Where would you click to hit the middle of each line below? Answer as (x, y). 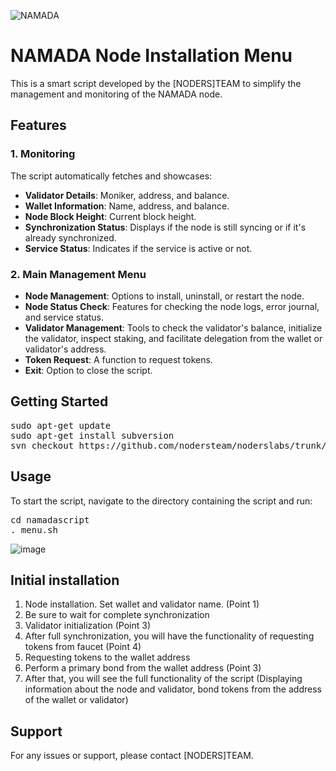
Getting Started (59, 401)
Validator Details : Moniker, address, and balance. (127, 195)
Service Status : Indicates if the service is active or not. (138, 248)
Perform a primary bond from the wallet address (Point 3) (143, 668)
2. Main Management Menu (78, 274)
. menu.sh (34, 529)
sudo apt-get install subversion (92, 435)
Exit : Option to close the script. (88, 370)
